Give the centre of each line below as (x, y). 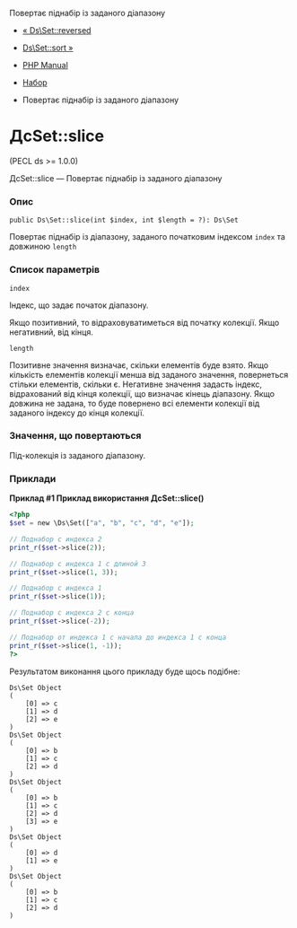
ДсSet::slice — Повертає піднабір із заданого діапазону (116, 178)
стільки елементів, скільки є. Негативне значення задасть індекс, (136, 384)
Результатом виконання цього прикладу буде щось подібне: (125, 671)
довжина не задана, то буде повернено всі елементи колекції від (135, 403)
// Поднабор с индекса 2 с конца (72, 613)
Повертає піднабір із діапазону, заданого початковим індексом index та (147, 237)
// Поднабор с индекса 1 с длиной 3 (78, 564)
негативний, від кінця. (52, 332)
